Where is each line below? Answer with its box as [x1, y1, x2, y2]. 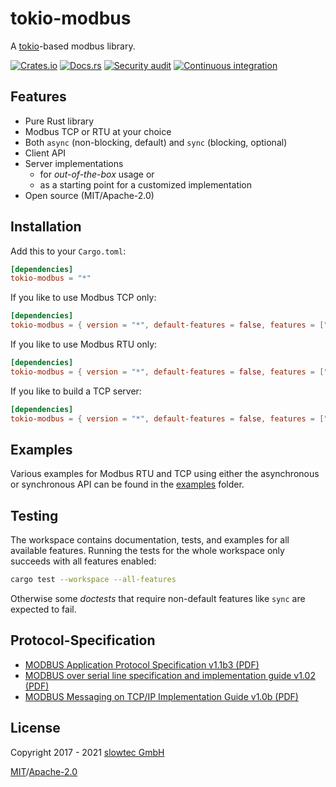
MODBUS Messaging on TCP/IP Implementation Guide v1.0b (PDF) [24, 690, 299, 702]
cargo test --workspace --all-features [10, 575, 177, 585]
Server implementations [24, 157, 124, 169]
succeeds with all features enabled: [10, 555, 157, 567]
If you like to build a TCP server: [10, 385, 142, 397]
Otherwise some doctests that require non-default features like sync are [10, 593, 306, 605]
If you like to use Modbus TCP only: [10, 292, 157, 304]
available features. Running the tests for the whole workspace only [10, 545, 285, 557]
